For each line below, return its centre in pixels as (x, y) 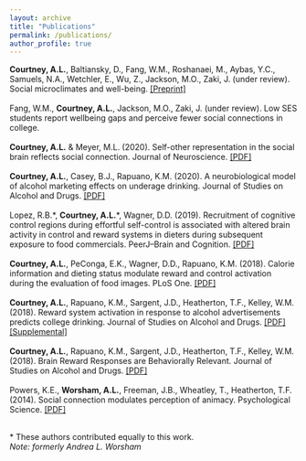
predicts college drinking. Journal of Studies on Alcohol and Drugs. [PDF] (148, 322)
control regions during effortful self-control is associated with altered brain (150, 225)
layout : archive (40, 18)
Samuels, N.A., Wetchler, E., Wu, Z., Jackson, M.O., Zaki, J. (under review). (150, 80)
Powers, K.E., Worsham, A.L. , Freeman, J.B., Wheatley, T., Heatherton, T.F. (151, 391)
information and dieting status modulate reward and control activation (141, 273)
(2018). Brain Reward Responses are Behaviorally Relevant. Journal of (141, 361)
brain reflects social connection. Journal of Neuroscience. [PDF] (131, 157)
